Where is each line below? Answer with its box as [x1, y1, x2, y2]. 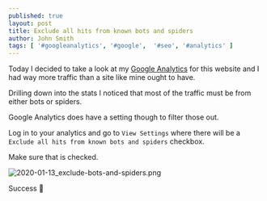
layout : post [8, 19, 53, 27]
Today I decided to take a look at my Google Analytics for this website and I [8, 64, 260, 73]
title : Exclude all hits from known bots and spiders [8, 27, 194, 35]
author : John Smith [8, 34, 74, 43]
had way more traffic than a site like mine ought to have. [8, 73, 196, 82]
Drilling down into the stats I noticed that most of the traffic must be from [8, 88, 252, 98]
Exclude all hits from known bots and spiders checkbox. [8, 136, 205, 146]
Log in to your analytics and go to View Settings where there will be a [8, 128, 241, 138]
